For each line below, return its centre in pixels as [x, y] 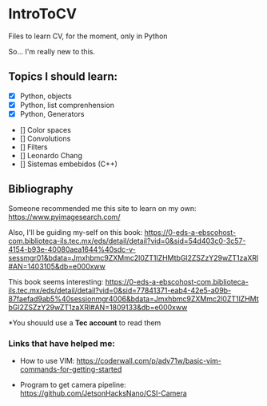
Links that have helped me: [62, 343]
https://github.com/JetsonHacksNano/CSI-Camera [104, 393]
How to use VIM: [47, 361]
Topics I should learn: [63, 77]
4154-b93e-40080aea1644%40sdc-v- [72, 249]
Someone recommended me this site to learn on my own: [103, 208]
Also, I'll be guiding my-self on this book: [76, 232]
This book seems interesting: [56, 281]
